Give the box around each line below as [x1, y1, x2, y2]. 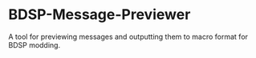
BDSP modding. [8, 40, 61, 49]
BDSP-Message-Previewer [8, 6, 191, 24]
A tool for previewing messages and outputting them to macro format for [8, 32, 249, 41]
